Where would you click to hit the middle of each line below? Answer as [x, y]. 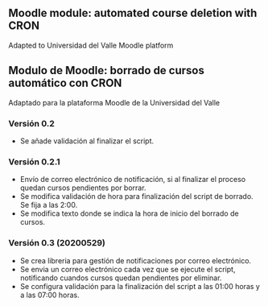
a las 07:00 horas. [50, 295]
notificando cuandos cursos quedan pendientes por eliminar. [121, 278]
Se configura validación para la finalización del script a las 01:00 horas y [140, 286]
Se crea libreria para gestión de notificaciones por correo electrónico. [136, 260]
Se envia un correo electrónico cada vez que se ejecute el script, [128, 269]
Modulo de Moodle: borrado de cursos [107, 70]
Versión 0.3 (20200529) [57, 243]
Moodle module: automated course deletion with [133, 13]
